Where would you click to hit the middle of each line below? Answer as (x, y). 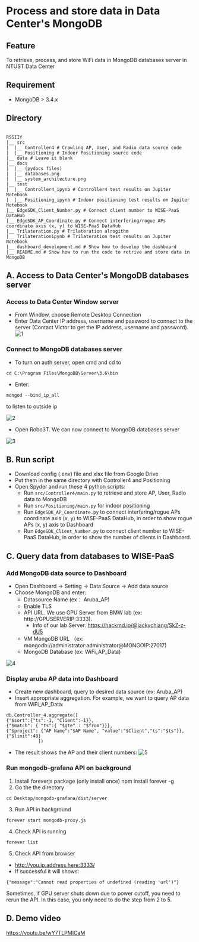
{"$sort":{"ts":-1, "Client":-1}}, (50, 721)
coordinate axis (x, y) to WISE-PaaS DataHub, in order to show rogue (108, 518)
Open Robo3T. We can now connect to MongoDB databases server (97, 429)
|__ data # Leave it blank (40, 158)
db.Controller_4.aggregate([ (42, 715)
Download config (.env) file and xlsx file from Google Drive (86, 474)
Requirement (31, 85)
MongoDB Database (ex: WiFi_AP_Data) (72, 652)
